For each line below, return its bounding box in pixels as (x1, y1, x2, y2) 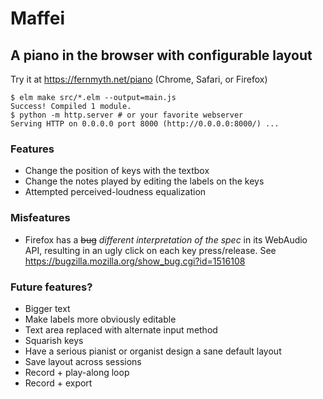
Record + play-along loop (24, 366, 130, 378)
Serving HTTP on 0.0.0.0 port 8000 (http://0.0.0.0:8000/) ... (10, 119, 280, 129)
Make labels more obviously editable (24, 313, 177, 325)
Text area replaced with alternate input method (24, 323, 218, 336)
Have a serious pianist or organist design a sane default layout (24, 345, 282, 357)
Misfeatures (10, 211, 71, 225)
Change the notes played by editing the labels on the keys (24, 175, 265, 187)
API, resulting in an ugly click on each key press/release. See (24, 244, 277, 256)
